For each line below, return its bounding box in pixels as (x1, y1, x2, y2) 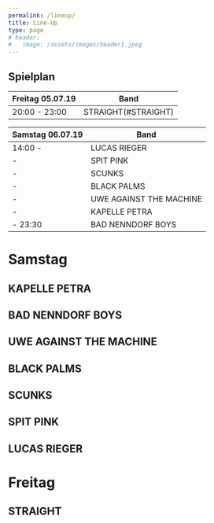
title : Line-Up (8, 19, 58, 27)
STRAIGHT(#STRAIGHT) (83, 106, 175, 117)
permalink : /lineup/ (8, 11, 76, 20)
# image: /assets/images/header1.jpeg (8, 41, 143, 49)
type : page (8, 26, 44, 34)
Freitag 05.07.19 (12, 93, 76, 104)
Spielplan (8, 70, 56, 83)
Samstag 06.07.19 (12, 129, 83, 140)
